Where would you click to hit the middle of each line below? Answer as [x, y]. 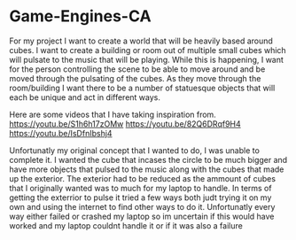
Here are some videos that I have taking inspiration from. [113, 114]
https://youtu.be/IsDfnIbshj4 [61, 133]
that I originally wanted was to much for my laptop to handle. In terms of [140, 188]
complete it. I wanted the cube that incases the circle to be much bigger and [148, 159]
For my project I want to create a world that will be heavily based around [141, 41]
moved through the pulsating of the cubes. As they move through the [135, 78]
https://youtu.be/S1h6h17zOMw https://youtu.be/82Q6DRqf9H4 [125, 124]
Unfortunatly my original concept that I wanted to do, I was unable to [134, 150]
